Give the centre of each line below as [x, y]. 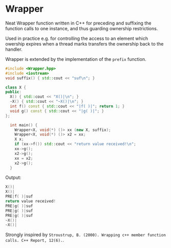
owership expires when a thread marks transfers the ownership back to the [84, 43]
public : [14, 92]
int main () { [24, 125]
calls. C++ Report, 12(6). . [35, 240]
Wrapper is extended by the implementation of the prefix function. [76, 59]
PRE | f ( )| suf [19, 197]
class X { [16, 87]
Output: [13, 177]
